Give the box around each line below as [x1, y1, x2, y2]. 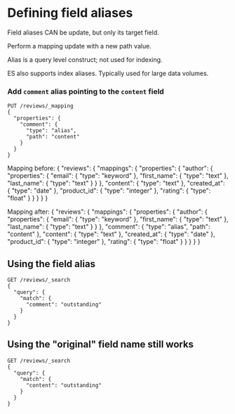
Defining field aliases [7, 5, 133, 21]
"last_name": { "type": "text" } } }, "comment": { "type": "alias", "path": [7, 223, 210, 231]
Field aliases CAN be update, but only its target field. [7, 28, 159, 37]
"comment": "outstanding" [25, 301, 102, 309]
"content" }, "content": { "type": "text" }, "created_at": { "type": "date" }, [7, 230, 215, 238]
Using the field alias [7, 258, 96, 270]
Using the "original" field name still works [7, 339, 194, 351]
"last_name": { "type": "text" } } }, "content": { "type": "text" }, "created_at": [7, 179, 226, 188]
